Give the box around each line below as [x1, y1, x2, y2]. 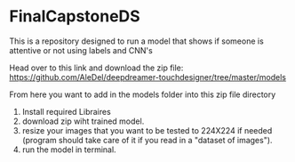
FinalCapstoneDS [9, 6, 140, 27]
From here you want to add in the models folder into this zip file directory [9, 89, 276, 100]
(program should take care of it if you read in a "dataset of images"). [21, 134, 273, 145]
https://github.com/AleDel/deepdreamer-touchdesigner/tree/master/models [9, 71, 287, 82]
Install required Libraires [21, 106, 111, 117]
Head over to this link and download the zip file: [9, 62, 184, 73]
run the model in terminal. [21, 144, 117, 155]
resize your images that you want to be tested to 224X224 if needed [21, 125, 273, 135]
